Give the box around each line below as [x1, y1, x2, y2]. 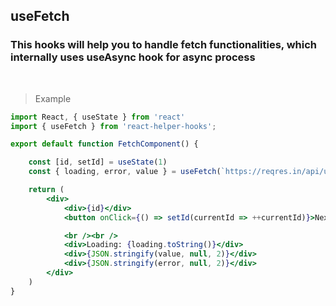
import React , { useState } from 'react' [10, 112, 186, 122]
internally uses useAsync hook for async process [10, 50, 256, 64]
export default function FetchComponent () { [10, 139, 199, 149]
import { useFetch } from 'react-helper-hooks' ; [10, 121, 217, 131]
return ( [28, 185, 65, 195]
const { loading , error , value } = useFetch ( [28, 167, 222, 177]
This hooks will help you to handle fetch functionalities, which [10, 38, 318, 52]
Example [34, 92, 72, 104]
